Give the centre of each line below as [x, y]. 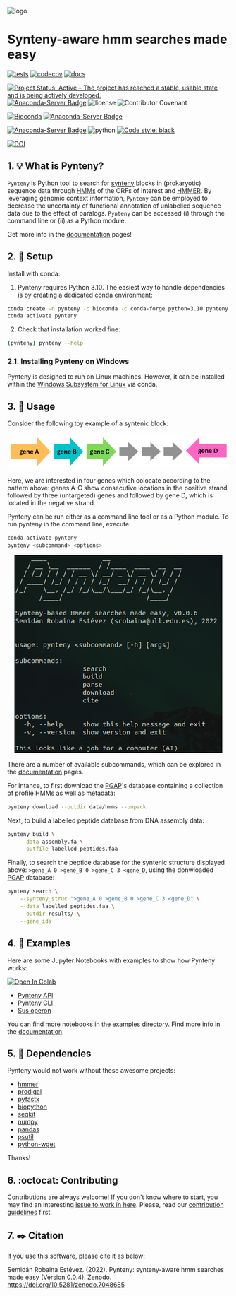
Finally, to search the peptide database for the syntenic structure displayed [116, 863]
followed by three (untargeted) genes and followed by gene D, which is [110, 495]
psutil [25, 1137]
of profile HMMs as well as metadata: [61, 793]
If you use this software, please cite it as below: [76, 1256]
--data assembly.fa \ [51, 842]
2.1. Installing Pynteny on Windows [68, 362]
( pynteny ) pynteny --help [45, 343]
